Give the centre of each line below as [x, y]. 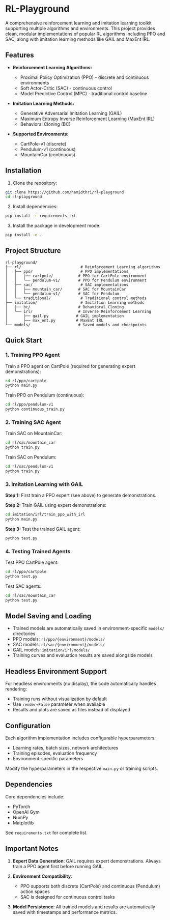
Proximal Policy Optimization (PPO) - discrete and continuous [84, 77]
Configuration [28, 726]
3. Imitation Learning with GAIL [44, 484]
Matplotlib [23, 823]
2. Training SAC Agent [33, 422]
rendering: [16, 689]
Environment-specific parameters [48, 759]
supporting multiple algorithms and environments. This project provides [80, 28]
